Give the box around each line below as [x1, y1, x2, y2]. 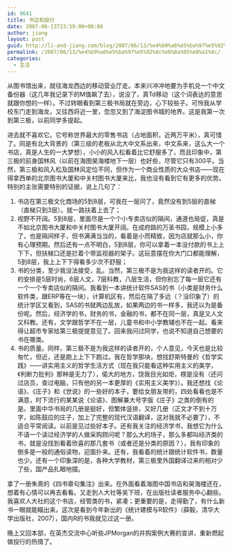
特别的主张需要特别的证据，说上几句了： [7, 182, 122, 191]
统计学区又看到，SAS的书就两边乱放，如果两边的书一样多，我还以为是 [17, 301, 217, 309]
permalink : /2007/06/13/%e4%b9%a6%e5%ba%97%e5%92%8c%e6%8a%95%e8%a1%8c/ [7, 49, 221, 56]
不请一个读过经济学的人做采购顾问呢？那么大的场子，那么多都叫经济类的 [17, 430, 223, 439]
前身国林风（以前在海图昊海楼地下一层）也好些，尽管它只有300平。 [25, 156, 219, 164]
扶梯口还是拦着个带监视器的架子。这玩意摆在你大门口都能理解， [41, 249, 223, 257]
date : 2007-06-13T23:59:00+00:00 [7, 23, 104, 30]
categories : [7, 55, 41, 62]
